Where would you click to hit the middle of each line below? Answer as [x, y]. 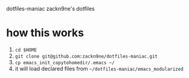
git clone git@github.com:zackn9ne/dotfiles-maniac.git [86, 56]
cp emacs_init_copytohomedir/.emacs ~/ [65, 62]
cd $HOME [26, 50]
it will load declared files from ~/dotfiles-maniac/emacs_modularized [99, 68]
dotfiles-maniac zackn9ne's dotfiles [50, 9]
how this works [45, 33]
